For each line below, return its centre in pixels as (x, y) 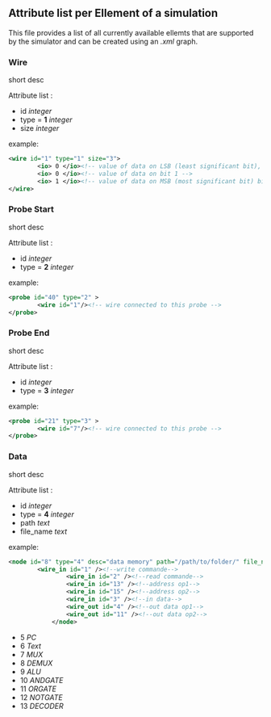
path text (35, 522)
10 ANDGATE (42, 680)
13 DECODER (42, 706)
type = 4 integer (47, 514)
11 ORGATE (38, 689)
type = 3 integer (47, 390)
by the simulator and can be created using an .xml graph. (103, 41)
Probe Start (31, 209)
